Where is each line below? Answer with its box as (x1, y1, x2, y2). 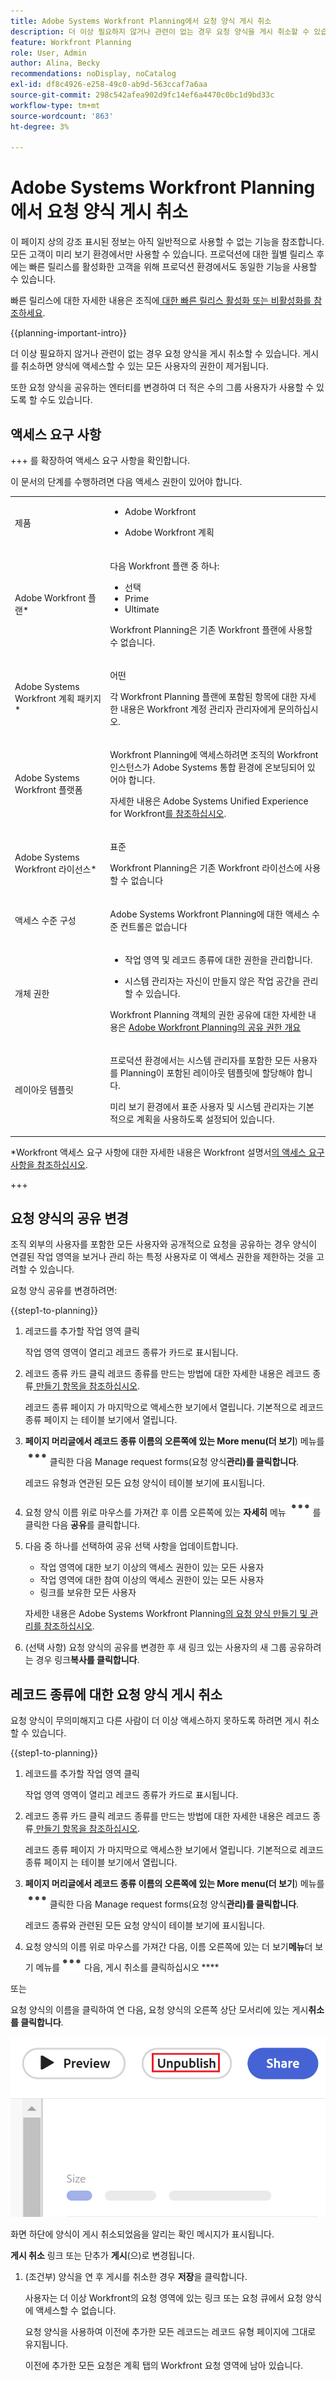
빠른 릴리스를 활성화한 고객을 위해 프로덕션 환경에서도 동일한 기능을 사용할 (28, 261, 318, 273)
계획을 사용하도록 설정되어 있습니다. (136, 1113, 275, 1125)
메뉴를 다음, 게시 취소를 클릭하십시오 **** (35, 1961, 220, 1974)
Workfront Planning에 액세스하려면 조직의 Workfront (109, 749, 319, 760)
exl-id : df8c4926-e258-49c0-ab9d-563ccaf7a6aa (10, 80, 208, 90)
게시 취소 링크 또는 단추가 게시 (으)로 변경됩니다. (10, 2249, 195, 2261)
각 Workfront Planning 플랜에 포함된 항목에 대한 (109, 690, 298, 702)
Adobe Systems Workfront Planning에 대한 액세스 (109, 908, 310, 920)
